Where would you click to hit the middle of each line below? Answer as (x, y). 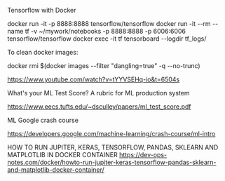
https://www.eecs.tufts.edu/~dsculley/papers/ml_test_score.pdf (99, 107)
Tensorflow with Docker (42, 10)
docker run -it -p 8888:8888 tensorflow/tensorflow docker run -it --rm (109, 24)
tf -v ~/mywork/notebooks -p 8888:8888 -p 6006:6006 (105, 31)
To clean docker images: (43, 52)
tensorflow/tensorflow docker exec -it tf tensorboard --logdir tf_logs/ (107, 39)
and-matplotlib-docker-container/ (56, 170)
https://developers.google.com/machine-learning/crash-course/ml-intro (111, 134)
